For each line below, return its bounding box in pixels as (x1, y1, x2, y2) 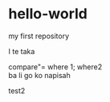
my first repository (8, 31, 70, 41)
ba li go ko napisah (8, 70, 71, 80)
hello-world (8, 5, 88, 23)
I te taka (8, 46, 35, 56)
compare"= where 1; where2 (8, 61, 103, 72)
